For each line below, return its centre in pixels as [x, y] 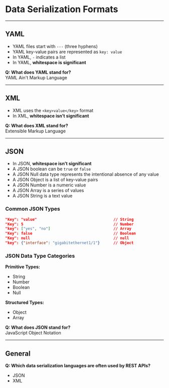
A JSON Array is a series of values [48, 190]
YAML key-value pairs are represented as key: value [67, 52]
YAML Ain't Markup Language [36, 77]
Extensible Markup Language [36, 131]
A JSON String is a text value [43, 196]
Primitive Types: [23, 267]
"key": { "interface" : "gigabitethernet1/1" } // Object [70, 243]
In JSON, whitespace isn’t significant [52, 164]
